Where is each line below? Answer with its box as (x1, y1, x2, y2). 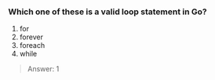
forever (19, 32, 43, 42)
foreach (19, 41, 46, 50)
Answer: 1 (27, 64, 60, 74)
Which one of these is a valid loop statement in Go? (8, 6, 207, 17)
